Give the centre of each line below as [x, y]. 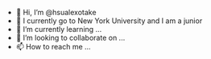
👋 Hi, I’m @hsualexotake [56, 12]
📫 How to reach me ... [53, 47]
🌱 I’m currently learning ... [59, 29]
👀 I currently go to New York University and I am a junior [109, 21]
